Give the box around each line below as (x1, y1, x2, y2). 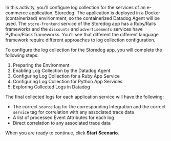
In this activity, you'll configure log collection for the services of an (5, 5, 146, 10)
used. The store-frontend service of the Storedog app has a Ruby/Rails (5, 20, 156, 27)
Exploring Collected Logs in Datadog (12, 84, 91, 90)
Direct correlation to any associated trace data (12, 120, 111, 126)
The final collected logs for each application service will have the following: (5, 94, 164, 100)
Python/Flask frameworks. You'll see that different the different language (5, 32, 159, 37)
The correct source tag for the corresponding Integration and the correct (12, 104, 166, 109)
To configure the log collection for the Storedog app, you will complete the (5, 47, 162, 53)
